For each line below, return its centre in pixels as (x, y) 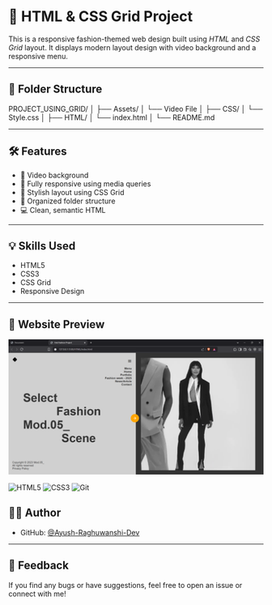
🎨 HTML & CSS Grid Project (101, 17)
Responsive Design (52, 292)
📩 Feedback (38, 566)
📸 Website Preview (57, 324)
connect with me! (37, 594)
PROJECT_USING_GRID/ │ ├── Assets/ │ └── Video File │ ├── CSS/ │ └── (136, 109)
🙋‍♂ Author (35, 513)
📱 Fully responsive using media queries (85, 183)
